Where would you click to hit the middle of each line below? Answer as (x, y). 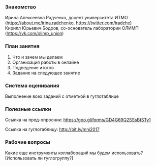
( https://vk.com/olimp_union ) (34, 34)
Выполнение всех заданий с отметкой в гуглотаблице (62, 96)
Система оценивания (32, 85)
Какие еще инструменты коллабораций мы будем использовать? (74, 153)
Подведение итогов (33, 67)
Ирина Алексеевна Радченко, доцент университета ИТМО (66, 18)
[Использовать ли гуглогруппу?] (39, 158)
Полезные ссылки (28, 109)
